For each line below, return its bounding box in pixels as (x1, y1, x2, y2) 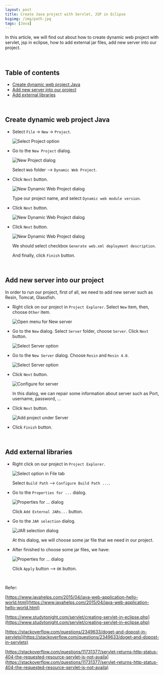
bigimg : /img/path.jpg (5, 16, 51, 21)
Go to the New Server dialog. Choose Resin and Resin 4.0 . (12, 352, 129, 358)
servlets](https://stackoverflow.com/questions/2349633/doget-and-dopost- (5, 634, 159, 640)
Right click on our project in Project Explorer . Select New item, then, (12, 304, 149, 310)
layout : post (5, 7, 32, 12)
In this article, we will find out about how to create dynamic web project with (5, 34, 159, 40)
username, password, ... (12, 396, 61, 402)
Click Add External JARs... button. (12, 509, 83, 514)
